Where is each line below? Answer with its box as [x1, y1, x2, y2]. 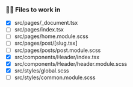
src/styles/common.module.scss [14, 74, 96, 81]
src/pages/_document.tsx [14, 19, 78, 27]
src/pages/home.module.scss [14, 33, 88, 40]
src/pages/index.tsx [14, 26, 64, 33]
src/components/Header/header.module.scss [14, 60, 128, 67]
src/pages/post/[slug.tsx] [14, 39, 78, 47]
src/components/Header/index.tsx [14, 53, 100, 60]
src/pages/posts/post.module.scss [14, 47, 101, 54]
